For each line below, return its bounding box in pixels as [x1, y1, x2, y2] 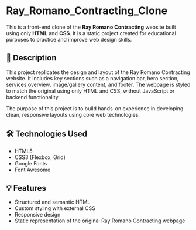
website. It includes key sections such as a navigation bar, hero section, [6, 75, 179, 82]
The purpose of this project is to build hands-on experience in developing [6, 104, 184, 112]
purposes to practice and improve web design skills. [6, 36, 132, 43]
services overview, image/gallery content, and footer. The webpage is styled [6, 81, 191, 88]
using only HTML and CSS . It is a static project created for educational [6, 29, 177, 36]
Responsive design [14, 211, 61, 218]
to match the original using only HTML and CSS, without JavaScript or [6, 87, 175, 94]
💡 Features [6, 183, 47, 193]
